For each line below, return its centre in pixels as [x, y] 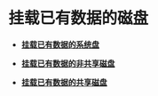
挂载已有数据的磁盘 [79, 18]
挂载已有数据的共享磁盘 [64, 82]
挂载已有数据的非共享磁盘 [68, 63]
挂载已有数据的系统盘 [60, 44]
